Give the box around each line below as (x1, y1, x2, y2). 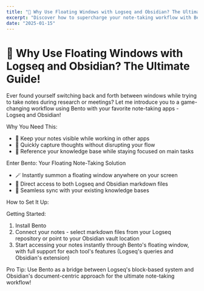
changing (6, 105, 30, 112)
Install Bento (15, 222, 47, 229)
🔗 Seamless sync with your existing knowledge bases (15, 187, 150, 194)
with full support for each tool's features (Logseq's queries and (15, 248, 174, 255)
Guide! (6, 72, 41, 85)
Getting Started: (6, 210, 47, 218)
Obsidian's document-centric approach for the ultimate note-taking (6, 272, 175, 279)
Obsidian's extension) (15, 254, 70, 261)
